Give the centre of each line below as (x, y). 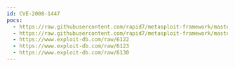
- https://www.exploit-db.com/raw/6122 (71, 40)
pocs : (14, 20)
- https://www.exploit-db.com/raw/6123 (71, 46)
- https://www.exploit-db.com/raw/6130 (71, 53)
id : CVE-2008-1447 (33, 14)
